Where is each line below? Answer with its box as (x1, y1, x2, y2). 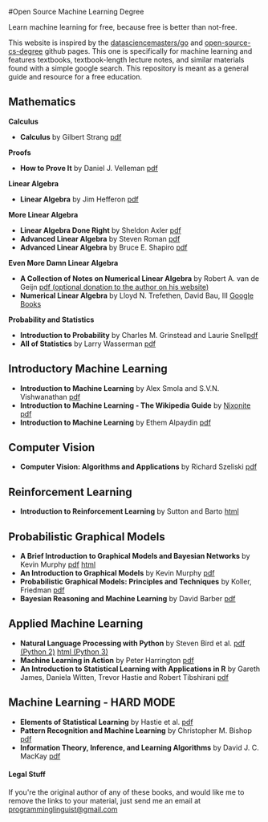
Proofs (8, 148, 31, 157)
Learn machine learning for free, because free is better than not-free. (8, 22, 238, 31)
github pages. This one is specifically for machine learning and (44, 47, 253, 55)
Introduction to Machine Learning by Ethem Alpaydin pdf (19, 417, 211, 427)
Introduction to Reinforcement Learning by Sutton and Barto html (19, 507, 239, 516)
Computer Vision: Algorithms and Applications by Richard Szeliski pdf (19, 462, 258, 472)
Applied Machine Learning (8, 617, 144, 631)
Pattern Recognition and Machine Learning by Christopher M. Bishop (19, 726, 253, 735)
